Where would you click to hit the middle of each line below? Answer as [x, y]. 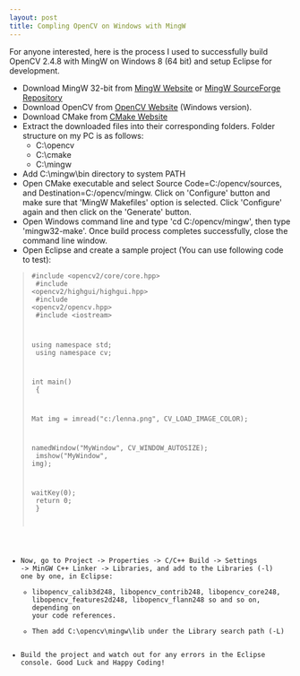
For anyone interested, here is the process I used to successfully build [139, 51]
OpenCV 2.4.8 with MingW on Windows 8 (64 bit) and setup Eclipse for [141, 61]
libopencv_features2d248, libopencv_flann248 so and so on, [146, 600]
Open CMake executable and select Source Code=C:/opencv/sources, [152, 183]
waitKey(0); [53, 493]
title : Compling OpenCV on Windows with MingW [98, 26]
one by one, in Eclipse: [67, 576]
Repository [42, 97]
